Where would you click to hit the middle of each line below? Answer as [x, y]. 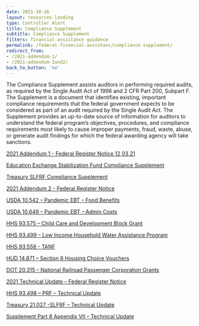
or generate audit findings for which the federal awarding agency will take [97, 136]
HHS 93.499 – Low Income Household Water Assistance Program [87, 235]
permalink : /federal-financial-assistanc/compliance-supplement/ [89, 46]
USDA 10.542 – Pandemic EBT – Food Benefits [63, 200]
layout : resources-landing [40, 17]
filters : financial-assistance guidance [58, 40]
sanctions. [19, 142]
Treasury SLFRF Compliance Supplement [57, 177]
